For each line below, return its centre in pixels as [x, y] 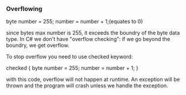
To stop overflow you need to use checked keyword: [70, 57]
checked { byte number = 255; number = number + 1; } [72, 68]
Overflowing [24, 9]
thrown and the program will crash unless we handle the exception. [87, 86]
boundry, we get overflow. [38, 45]
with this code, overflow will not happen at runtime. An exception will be [93, 79]
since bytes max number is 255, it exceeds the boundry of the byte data [93, 33]
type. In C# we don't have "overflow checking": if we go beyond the [88, 39]
